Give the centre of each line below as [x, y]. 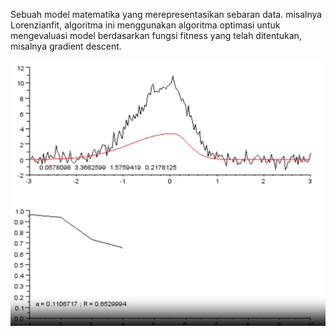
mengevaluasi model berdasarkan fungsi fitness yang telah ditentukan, [156, 35]
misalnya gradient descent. [66, 46]
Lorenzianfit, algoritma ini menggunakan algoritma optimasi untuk [145, 25]
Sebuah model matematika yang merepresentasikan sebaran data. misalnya [166, 14]
